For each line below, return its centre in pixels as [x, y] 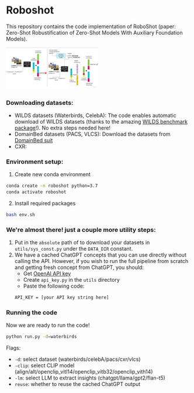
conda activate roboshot [36, 192]
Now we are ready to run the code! [48, 325]
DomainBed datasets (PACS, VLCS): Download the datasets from [92, 134]
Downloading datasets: [40, 102]
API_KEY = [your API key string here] [62, 298]
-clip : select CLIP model [44, 365]
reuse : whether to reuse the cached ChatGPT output [77, 384]
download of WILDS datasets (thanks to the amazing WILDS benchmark [101, 121]
